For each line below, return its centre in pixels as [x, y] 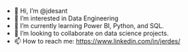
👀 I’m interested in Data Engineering [66, 18]
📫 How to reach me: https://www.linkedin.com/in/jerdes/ [97, 41]
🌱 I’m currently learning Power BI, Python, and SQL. [89, 26]
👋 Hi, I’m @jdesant [41, 11]
